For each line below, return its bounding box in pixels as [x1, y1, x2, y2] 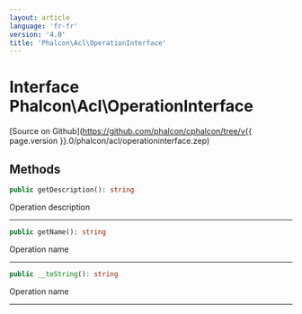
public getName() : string [9, 227, 106, 237]
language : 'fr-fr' [9, 22, 78, 31]
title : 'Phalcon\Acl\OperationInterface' [9, 38, 167, 48]
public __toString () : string [9, 269, 119, 279]
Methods [9, 161, 61, 176]
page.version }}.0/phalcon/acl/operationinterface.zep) [9, 136, 210, 147]
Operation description [9, 202, 91, 212]
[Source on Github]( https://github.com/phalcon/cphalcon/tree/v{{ [9, 126, 253, 137]
